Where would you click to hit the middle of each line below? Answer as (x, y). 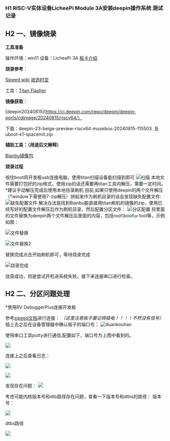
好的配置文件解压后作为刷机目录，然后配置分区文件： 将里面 (89, 209)
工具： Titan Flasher (26, 90)
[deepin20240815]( (26, 111)
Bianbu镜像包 (19, 155)
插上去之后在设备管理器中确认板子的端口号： (52, 324)
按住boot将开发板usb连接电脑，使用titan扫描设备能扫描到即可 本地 (83, 177)
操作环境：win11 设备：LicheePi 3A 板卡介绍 (52, 58)
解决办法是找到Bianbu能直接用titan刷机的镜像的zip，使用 (98, 203)
